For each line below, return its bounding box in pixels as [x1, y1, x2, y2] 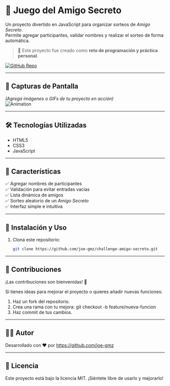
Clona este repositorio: [12, 237, 60, 243]
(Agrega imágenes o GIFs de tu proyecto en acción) [5, 95, 114, 101]
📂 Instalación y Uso [5, 223, 67, 232]
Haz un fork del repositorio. [12, 298, 70, 304]
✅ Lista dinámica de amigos [5, 192, 64, 198]
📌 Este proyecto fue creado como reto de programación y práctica [17, 47, 158, 53]
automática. [5, 38, 30, 44]
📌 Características [5, 167, 61, 176]
